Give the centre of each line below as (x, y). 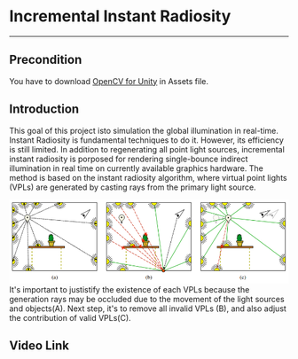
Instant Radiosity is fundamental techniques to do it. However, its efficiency (146, 140)
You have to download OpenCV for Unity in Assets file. (109, 81)
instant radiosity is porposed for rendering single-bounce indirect (129, 159)
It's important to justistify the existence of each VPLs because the (129, 289)
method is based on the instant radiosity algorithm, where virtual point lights (148, 177)
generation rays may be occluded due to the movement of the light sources (147, 299)
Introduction (44, 109)
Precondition (46, 60)
